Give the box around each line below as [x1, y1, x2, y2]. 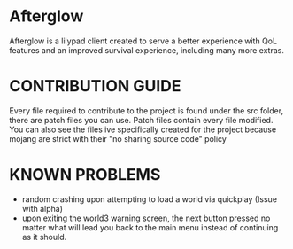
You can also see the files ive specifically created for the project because [9, 124, 277, 135]
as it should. [21, 231, 67, 242]
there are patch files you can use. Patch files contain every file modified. [9, 114, 274, 125]
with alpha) [21, 203, 64, 214]
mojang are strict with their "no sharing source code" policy [9, 133, 227, 144]
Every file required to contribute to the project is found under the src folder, [9, 105, 284, 116]
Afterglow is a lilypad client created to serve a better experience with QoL [9, 35, 277, 46]
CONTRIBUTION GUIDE [9, 76, 181, 97]
